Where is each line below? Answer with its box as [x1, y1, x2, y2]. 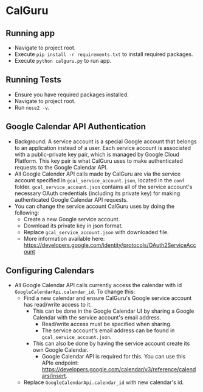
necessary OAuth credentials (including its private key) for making [14, 190, 181, 197]
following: [14, 208, 40, 216]
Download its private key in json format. [23, 222, 123, 229]
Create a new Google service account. [23, 215, 120, 223]
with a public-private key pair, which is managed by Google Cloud [14, 151, 180, 158]
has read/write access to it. [23, 301, 92, 308]
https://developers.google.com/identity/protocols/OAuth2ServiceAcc [23, 241, 196, 249]
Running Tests [5, 74, 61, 85]
